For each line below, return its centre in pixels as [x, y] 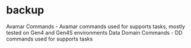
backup [25, 10]
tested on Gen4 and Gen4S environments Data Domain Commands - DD [94, 32]
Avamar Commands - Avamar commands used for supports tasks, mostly [95, 26]
